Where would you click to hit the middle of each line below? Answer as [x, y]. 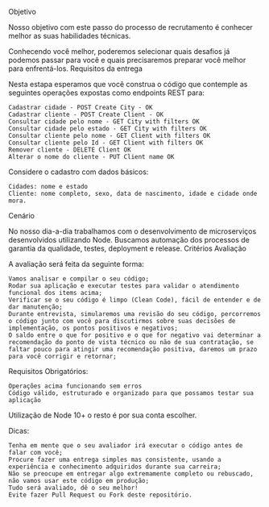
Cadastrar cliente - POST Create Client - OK [86, 114]
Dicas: [19, 431]
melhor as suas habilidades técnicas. [70, 36]
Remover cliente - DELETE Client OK [70, 150]
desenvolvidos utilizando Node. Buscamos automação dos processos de [129, 240]
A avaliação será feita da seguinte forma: [77, 264]
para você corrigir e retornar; [62, 356]
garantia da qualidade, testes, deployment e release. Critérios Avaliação [128, 248]
